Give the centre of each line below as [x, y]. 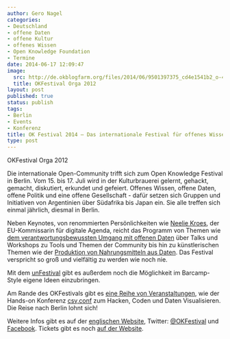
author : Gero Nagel [35, 13]
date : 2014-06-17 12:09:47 [46, 64]
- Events [20, 122]
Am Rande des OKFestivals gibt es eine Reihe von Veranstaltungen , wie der [113, 293]
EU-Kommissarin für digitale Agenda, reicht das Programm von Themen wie [114, 231]
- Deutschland [27, 26]
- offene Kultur [30, 39]
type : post [23, 141]
